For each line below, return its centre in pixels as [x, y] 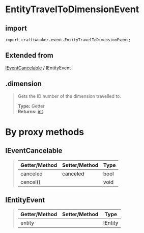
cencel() [30, 182]
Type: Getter [31, 106]
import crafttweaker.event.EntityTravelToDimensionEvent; [68, 40]
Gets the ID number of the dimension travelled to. [69, 96]
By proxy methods [45, 132]
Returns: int [30, 111]
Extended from [29, 55]
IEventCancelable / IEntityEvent [38, 68]
